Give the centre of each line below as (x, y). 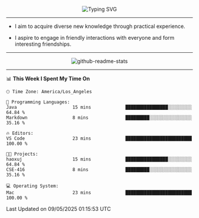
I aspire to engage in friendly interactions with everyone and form (94, 38)
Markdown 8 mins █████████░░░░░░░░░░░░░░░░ (99, 118)
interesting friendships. (43, 44)
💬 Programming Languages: (38, 102)
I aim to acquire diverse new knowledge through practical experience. (100, 26)
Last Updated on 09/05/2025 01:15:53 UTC (59, 209)
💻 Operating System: (33, 186)
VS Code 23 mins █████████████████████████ (99, 138)
